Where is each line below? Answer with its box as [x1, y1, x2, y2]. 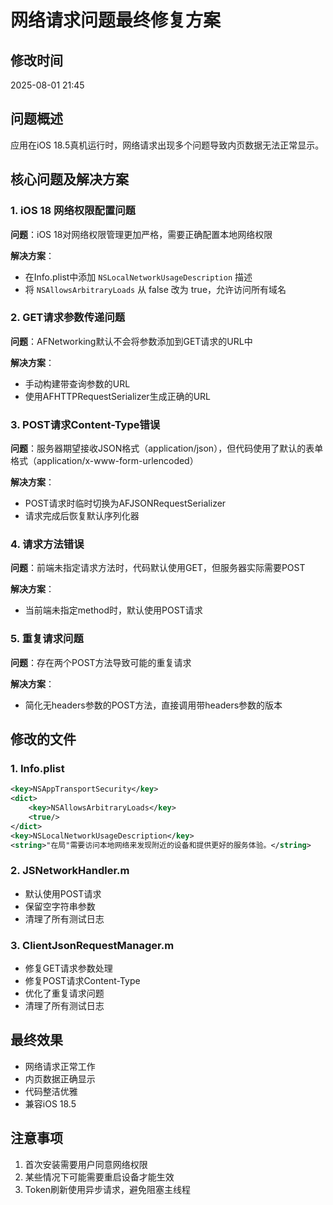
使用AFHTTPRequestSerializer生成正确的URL [24, 390, 211, 402]
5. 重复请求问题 [10, 632, 84, 646]
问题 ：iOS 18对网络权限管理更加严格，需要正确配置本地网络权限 [10, 228, 273, 240]
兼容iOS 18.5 [24, 1097, 77, 1110]
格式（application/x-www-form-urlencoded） [10, 455, 199, 467]
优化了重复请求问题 [24, 987, 105, 1000]
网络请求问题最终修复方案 [10, 9, 222, 32]
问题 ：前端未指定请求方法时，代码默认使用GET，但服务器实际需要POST [10, 562, 306, 574]
